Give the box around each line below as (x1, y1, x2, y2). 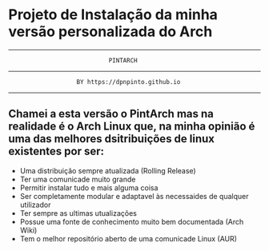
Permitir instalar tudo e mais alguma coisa (19, 182, 159, 193)
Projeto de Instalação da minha (8, 6, 219, 24)
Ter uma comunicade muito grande (19, 174, 136, 184)
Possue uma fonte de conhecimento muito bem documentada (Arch (19, 217, 244, 226)
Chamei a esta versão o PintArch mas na (8, 107, 215, 121)
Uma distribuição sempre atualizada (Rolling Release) (19, 165, 196, 175)
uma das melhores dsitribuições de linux (8, 132, 215, 145)
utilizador (19, 200, 51, 209)
